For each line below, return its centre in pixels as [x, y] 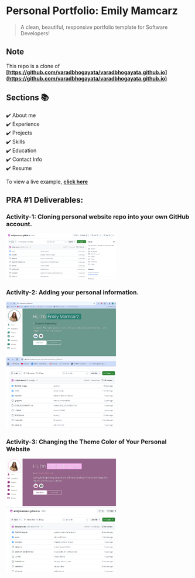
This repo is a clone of [33, 66]
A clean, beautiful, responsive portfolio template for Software [94, 27]
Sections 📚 [28, 98]
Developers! [35, 33]
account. [19, 224]
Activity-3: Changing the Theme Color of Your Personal [86, 442]
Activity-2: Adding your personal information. [73, 292]
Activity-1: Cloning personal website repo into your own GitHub [98, 217]
